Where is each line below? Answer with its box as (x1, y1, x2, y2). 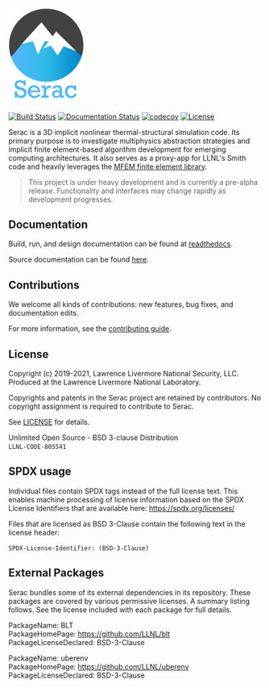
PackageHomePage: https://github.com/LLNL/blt (8, 629, 171, 639)
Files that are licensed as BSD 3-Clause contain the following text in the (8, 518, 246, 528)
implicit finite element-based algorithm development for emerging (8, 145, 227, 154)
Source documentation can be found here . (8, 254, 149, 265)
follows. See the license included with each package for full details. (8, 605, 232, 615)
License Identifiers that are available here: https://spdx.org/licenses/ (8, 503, 235, 513)
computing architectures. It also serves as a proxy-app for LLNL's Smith (8, 153, 246, 162)
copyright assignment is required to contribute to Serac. (8, 401, 195, 411)
